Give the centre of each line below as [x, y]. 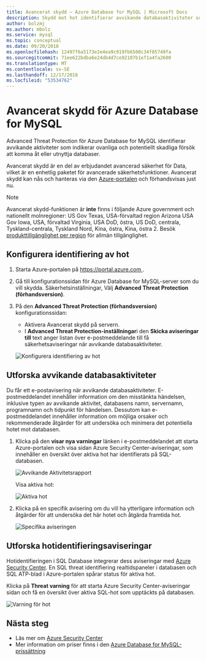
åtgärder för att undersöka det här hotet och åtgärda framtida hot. [98, 515]
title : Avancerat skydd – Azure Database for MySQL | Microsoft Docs [97, 12]
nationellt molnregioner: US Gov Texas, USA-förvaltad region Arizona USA [100, 216]
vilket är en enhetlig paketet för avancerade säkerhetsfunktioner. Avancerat [101, 172]
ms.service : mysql [30, 35]
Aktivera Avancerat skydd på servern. [72, 324]
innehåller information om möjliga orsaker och [110, 416]
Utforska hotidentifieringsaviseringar [79, 546]
